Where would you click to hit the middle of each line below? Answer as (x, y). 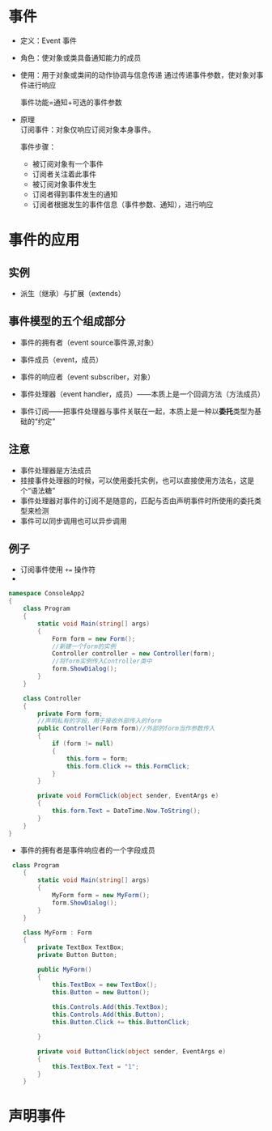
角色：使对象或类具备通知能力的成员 (81, 57)
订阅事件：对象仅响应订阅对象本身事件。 (87, 129)
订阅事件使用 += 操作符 (57, 570)
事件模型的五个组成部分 (67, 322)
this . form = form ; (97, 758)
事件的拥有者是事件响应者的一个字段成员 (87, 849)
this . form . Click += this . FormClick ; (128, 766)
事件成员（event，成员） (62, 359)
